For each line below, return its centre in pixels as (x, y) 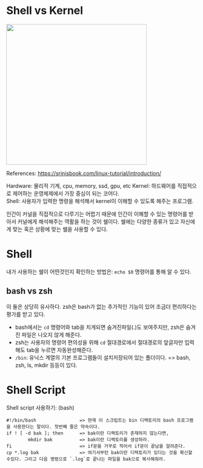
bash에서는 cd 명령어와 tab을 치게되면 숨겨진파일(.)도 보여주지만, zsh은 (100, 327)
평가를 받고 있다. (26, 314)
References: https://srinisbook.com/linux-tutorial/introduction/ (84, 173)
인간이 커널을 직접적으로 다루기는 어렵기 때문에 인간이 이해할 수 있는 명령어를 (97, 214)
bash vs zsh (29, 291)
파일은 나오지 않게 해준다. (52, 334)
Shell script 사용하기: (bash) (40, 407)
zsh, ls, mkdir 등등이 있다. (46, 365)
